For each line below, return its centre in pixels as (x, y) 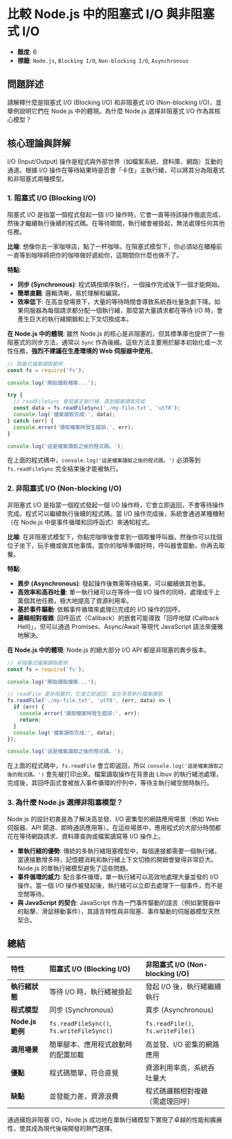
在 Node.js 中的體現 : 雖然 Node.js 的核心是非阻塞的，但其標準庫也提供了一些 (116, 333)
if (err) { (29, 707)
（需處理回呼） (170, 1102)
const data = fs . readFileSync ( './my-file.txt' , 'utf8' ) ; (97, 408)
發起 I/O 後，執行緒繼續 (183, 986)
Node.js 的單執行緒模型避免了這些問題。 (75, 868)
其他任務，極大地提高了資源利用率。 (81, 601)
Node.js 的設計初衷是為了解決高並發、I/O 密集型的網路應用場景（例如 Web (113, 819)
